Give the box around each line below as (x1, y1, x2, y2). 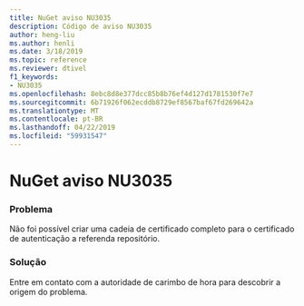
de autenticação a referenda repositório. (9, 233, 161, 244)
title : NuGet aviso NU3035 (9, 13, 112, 23)
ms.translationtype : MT (9, 106, 100, 115)
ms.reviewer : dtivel (9, 64, 88, 74)
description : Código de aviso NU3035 (9, 22, 152, 31)
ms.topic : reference (9, 55, 88, 64)
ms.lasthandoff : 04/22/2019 (9, 123, 116, 133)
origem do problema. (9, 286, 88, 297)
